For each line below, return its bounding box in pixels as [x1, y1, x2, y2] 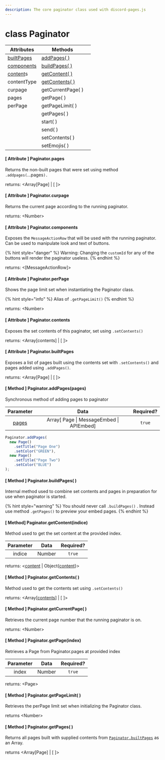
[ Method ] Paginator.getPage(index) [5, 637, 82, 643]
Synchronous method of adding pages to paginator [5, 396, 109, 402]
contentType [7, 78, 37, 85]
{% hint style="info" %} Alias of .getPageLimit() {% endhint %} [5, 296, 134, 302]
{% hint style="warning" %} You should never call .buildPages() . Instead [5, 503, 155, 509]
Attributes [9, 46, 34, 53]
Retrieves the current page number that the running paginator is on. [5, 617, 142, 623]
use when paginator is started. [5, 494, 67, 499]
